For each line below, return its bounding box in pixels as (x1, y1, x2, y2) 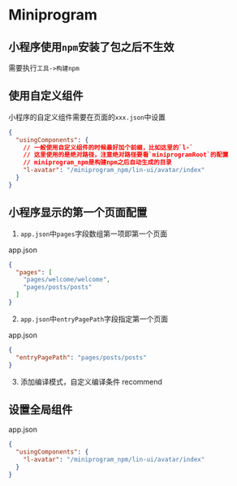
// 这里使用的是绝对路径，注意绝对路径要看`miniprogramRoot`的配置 (23, 151, 229, 159)
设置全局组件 (8, 402, 73, 416)
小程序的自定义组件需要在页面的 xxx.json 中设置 (8, 112, 166, 122)
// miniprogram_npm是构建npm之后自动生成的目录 (23, 158, 172, 167)
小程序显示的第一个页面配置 (8, 205, 148, 220)
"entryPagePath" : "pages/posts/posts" (15, 353, 148, 362)
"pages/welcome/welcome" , (23, 276, 111, 284)
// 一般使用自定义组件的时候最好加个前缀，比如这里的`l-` (23, 144, 194, 152)
